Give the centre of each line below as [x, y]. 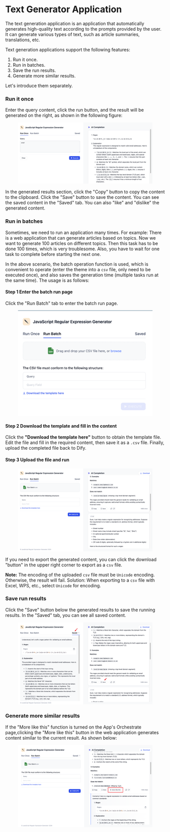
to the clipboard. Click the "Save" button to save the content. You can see [82, 197]
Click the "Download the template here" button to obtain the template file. [83, 437]
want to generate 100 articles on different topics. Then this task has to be [82, 243]
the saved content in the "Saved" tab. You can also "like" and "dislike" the [82, 203]
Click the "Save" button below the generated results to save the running [80, 610]
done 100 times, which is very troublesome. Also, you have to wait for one [82, 249]
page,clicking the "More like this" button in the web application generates [82, 732]
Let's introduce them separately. [39, 86]
